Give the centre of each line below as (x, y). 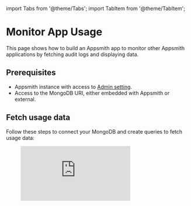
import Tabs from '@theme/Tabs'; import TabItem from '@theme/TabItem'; (96, 8)
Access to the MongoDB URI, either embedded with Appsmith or (92, 93)
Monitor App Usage (54, 32)
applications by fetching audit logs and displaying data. (72, 54)
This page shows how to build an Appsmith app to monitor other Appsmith (95, 48)
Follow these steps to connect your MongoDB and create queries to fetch (94, 131)
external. (25, 99)
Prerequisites (31, 73)
